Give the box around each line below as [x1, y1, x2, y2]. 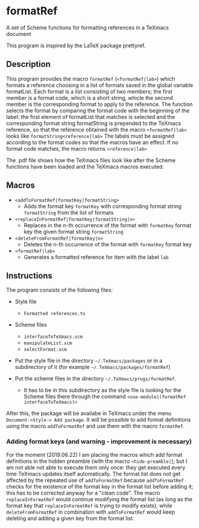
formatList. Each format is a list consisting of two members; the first [6, 88, 173, 95]
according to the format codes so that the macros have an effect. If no [6, 139, 179, 146]
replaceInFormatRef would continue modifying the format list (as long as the [6, 495, 192, 503]
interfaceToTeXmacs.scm [23, 334, 83, 340]
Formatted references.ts [23, 311, 86, 317]
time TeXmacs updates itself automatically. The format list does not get [6, 470, 181, 477]
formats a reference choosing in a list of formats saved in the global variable [6, 81, 194, 88]
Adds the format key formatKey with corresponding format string [23, 202, 182, 210]
